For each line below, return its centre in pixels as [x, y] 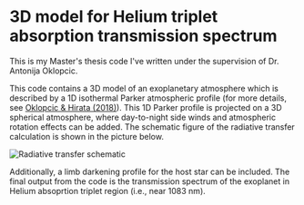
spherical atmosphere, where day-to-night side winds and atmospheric [142, 117]
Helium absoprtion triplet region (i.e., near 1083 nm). [108, 190]
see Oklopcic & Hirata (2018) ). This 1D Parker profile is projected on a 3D [146, 107]
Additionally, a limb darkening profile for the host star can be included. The [150, 171]
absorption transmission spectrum [143, 36]
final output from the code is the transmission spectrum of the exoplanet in [149, 181]
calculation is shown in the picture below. [86, 136]
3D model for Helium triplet [114, 17]
